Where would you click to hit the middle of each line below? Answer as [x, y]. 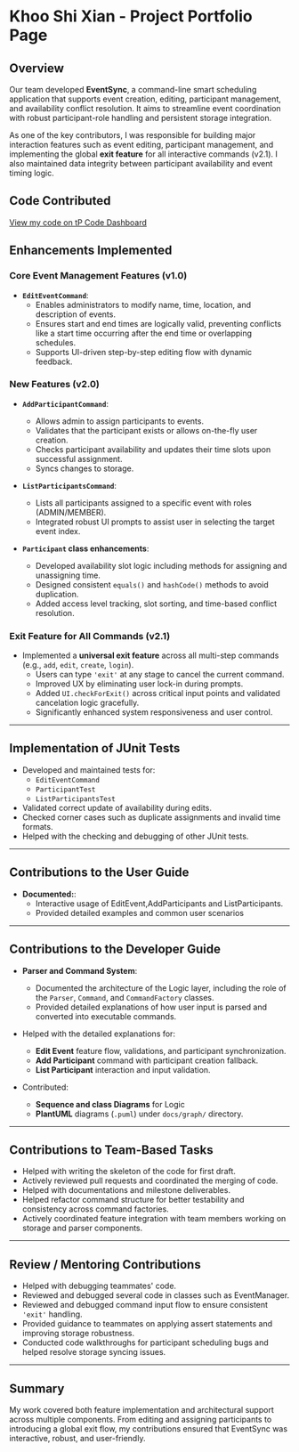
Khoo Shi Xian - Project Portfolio [131, 16]
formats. [37, 826]
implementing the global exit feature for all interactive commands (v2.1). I [144, 154]
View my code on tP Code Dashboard [78, 222]
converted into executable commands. [106, 1016]
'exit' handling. [52, 1314]
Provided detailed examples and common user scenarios [140, 913]
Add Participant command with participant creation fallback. [147, 1060]
